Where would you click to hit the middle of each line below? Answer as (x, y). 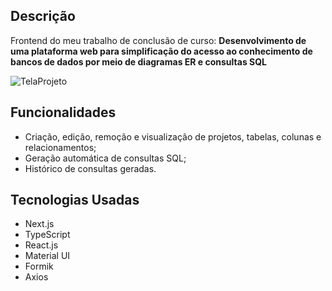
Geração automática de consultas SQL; (105, 158)
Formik (39, 266)
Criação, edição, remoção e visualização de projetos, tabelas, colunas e (173, 136)
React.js (41, 245)
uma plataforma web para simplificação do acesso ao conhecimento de (161, 51)
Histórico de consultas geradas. (90, 168)
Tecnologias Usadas (75, 200)
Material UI (47, 256)
